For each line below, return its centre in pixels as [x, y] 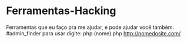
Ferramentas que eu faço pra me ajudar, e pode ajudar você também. [90, 27]
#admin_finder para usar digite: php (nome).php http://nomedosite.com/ [93, 33]
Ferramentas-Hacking [61, 11]
